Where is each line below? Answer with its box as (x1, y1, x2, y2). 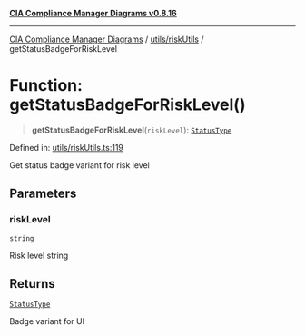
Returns (9, 276, 56, 292)
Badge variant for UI (9, 316, 84, 327)
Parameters (9, 186, 77, 202)
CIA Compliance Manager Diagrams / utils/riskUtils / (9, 34, 204, 44)
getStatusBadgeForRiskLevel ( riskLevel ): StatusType (31, 124, 232, 135)
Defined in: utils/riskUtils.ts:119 (9, 142, 124, 153)
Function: (9, 75, 84, 96)
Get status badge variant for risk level (9, 159, 150, 171)
